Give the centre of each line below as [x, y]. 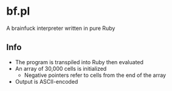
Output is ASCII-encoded [46, 81]
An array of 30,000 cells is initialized [61, 68]
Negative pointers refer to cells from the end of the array [95, 75]
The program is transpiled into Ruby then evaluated [79, 62]
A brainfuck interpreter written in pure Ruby [61, 28]
